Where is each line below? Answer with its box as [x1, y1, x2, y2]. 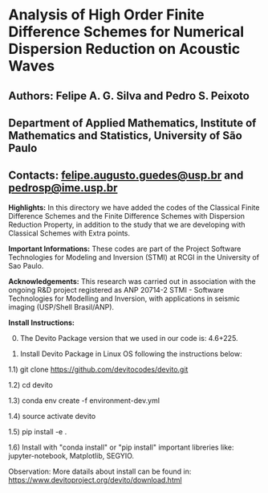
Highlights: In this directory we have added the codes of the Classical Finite [8, 203, 260, 212]
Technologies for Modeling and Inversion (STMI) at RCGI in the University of [8, 252, 259, 262]
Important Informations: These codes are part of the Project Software [8, 244, 242, 253]
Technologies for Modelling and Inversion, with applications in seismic [8, 294, 241, 303]
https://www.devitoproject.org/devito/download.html [8, 475, 182, 484]
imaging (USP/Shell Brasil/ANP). [8, 302, 115, 311]
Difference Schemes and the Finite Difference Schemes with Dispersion [8, 211, 246, 220]
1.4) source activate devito [8, 411, 96, 421]
